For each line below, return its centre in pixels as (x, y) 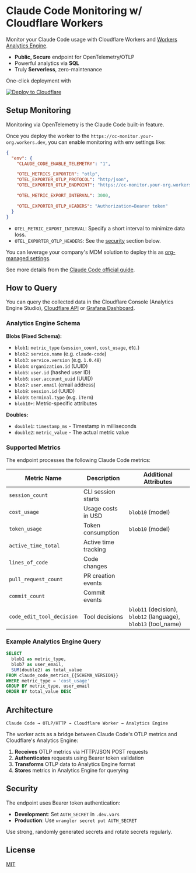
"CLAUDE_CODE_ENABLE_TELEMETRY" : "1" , (64, 164)
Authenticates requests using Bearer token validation (79, 758)
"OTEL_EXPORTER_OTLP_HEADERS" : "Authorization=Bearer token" (92, 206)
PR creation (99, 575)
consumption (101, 532)
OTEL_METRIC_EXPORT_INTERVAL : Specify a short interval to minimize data (100, 228)
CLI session (99, 491)
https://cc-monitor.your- (122, 136)
